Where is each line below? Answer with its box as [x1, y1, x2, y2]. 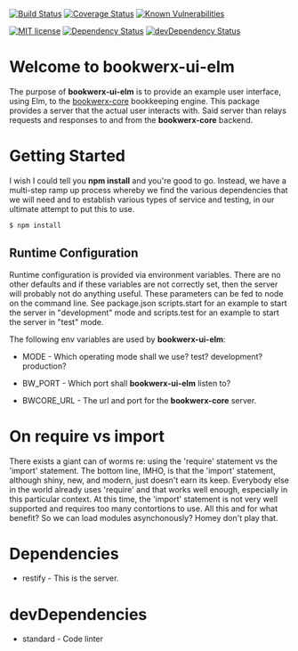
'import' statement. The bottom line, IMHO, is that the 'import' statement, [9, 465, 276, 476]
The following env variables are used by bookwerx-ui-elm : [9, 334, 226, 345]
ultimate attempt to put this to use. [9, 203, 135, 214]
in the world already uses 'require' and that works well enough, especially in [9, 484, 288, 494]
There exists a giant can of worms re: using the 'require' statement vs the [9, 455, 278, 467]
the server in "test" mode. [9, 316, 104, 327]
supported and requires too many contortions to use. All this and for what [9, 503, 278, 514]
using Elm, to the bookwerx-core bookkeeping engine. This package [9, 95, 261, 106]
